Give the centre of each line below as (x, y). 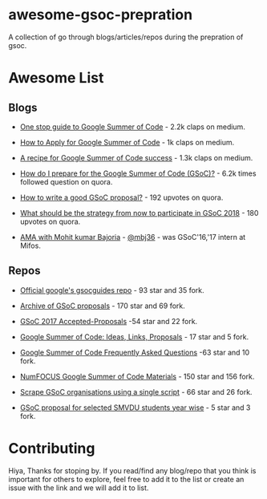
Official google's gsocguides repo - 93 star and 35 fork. (112, 290)
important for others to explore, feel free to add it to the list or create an (126, 479)
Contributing (52, 448)
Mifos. (30, 245)
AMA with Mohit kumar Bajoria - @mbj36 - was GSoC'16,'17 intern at (133, 237)
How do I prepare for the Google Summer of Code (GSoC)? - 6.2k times (138, 173)
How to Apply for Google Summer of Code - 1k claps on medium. (127, 142)
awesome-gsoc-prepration (101, 15)
